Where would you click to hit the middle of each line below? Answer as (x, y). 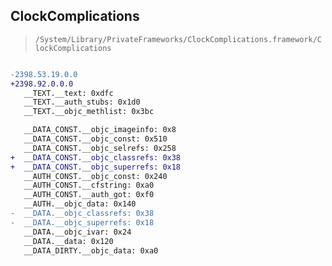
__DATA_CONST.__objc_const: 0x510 (95, 139)
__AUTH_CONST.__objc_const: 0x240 (95, 176)
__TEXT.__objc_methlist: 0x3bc (89, 112)
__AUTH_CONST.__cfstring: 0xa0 (89, 185)
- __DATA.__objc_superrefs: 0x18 (82, 222)
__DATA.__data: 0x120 (68, 241)
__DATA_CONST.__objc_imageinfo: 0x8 (100, 130)
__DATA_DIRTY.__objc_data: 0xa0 (91, 250)
